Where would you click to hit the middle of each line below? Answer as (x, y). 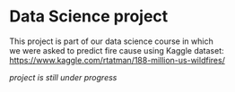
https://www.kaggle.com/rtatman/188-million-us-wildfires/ (117, 60)
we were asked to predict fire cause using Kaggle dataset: (117, 50)
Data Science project (89, 17)
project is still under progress (63, 77)
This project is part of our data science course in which (111, 41)
